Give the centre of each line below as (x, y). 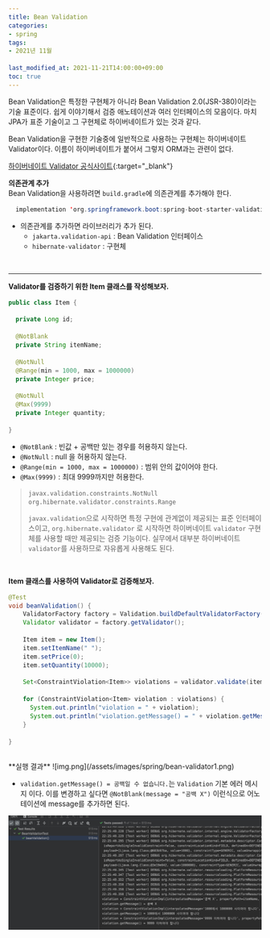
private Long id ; (45, 320)
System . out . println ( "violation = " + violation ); (114, 708)
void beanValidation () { (50, 606)
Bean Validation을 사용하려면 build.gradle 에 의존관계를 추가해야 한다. (120, 193)
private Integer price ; (55, 379)
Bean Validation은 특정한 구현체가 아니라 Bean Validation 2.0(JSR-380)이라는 (133, 102)
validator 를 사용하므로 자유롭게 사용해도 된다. (101, 548)
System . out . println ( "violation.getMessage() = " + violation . (136, 716)
